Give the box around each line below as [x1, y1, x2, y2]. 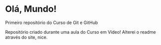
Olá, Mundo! [5, 3, 57, 15]
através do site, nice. [5, 34, 48, 40]
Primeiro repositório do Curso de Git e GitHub [5, 20, 98, 25]
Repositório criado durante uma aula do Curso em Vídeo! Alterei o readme [5, 29, 156, 35]
